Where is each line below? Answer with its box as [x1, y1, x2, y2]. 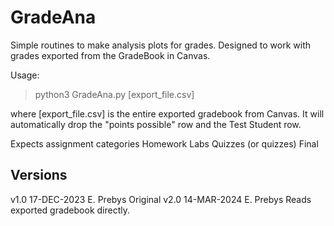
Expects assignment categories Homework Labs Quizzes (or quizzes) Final [10, 137, 319, 150]
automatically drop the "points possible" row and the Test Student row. [10, 118, 302, 130]
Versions [10, 167, 68, 184]
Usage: [10, 69, 40, 81]
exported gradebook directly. [10, 204, 130, 216]
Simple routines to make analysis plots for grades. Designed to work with [10, 39, 312, 51]
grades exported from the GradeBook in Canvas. [10, 49, 211, 61]
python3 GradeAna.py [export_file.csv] [34, 88, 195, 100]
